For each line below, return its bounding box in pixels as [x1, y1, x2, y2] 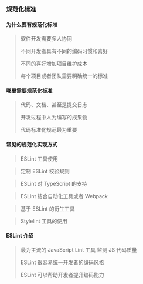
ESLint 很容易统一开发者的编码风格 [20, 259, 104, 266]
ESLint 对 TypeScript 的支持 [20, 180, 87, 187]
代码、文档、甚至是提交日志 [20, 101, 88, 108]
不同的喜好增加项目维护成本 [20, 60, 88, 67]
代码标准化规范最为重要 [20, 126, 77, 133]
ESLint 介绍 [6, 232, 34, 239]
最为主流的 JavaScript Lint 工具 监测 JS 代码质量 [20, 246, 137, 253]
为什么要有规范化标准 [6, 21, 57, 28]
